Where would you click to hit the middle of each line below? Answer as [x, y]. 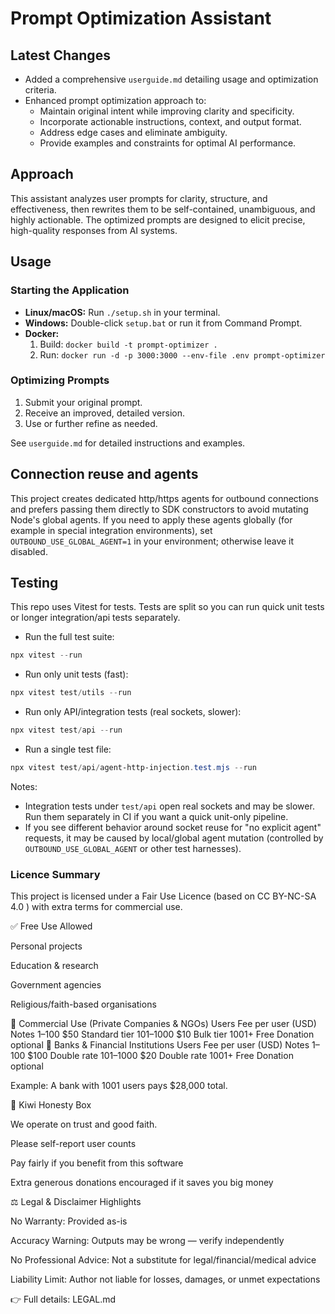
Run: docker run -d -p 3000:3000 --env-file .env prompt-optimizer [182, 354]
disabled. [29, 551]
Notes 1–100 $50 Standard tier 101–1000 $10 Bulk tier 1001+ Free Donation [162, 1034]
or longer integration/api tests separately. [95, 618]
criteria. [40, 90]
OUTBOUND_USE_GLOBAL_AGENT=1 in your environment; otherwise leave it [152, 541]
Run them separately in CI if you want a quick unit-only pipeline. [156, 816]
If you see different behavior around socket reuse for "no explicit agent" [173, 827]
